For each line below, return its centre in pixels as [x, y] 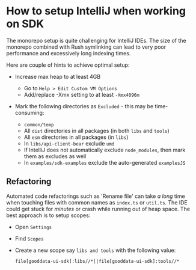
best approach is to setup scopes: [48, 215]
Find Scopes [29, 238]
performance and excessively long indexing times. [69, 53]
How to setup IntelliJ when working [96, 11]
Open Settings [33, 227]
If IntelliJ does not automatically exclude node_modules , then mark [105, 150]
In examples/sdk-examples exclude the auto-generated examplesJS [105, 162]
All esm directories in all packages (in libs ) [76, 137]
